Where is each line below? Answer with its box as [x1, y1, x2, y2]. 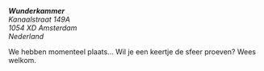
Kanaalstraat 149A [8, 14, 71, 24]
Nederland [8, 32, 44, 41]
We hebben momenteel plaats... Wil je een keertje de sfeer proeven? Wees [8, 47, 257, 57]
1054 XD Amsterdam [8, 23, 78, 33]
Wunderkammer [8, 6, 65, 15]
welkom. [8, 56, 36, 65]
